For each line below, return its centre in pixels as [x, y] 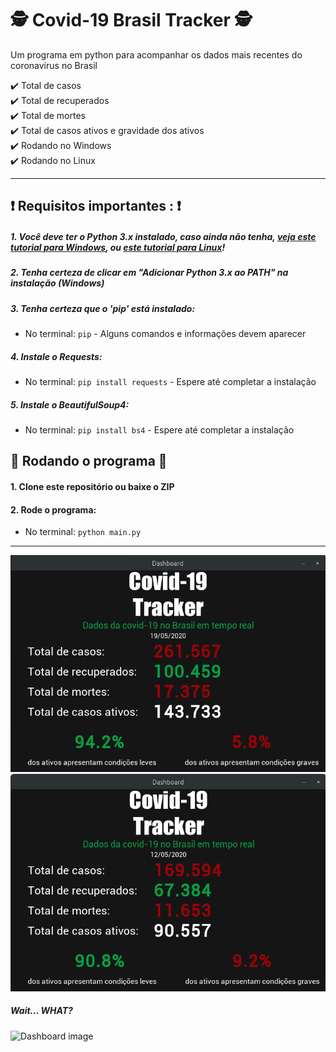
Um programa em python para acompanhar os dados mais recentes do [156, 54]
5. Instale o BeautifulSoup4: [70, 404]
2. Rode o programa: [53, 509]
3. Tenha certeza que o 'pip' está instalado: [103, 308]
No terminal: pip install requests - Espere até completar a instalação [170, 382]
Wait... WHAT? [41, 1011]
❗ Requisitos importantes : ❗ [96, 206]
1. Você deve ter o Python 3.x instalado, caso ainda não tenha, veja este [163, 236]
